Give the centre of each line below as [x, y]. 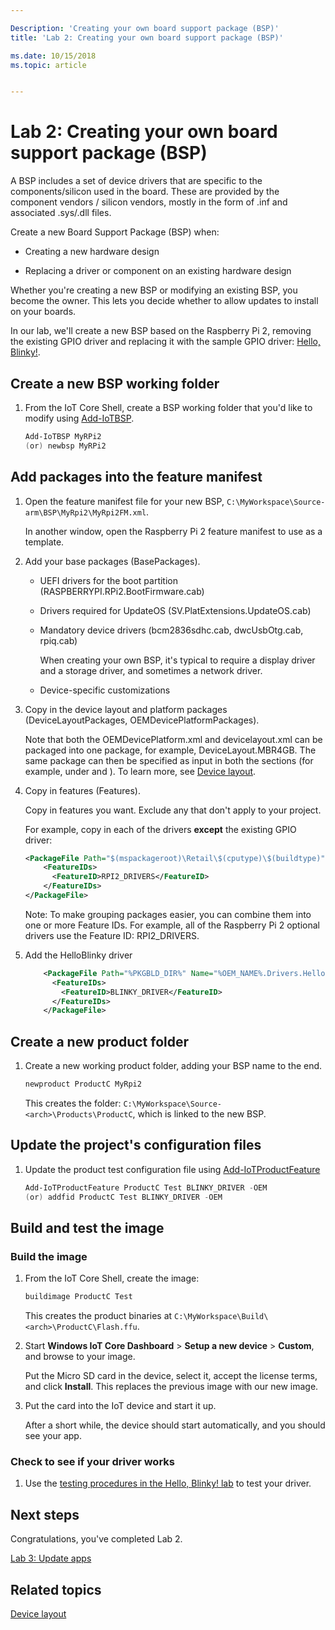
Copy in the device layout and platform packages [126, 709]
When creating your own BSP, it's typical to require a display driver [177, 660]
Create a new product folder [99, 1041]
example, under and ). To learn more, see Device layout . [140, 771]
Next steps [45, 1514]
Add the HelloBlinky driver [78, 955]
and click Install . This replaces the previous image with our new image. [171, 1387]
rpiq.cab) [58, 640]
